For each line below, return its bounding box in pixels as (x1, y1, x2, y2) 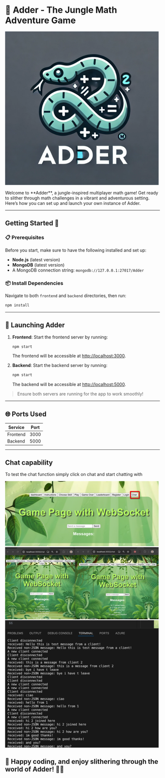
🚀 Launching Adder (5, 321, 65, 330)
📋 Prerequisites (5, 234, 44, 241)
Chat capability (5, 459, 53, 467)
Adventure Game (5, 15, 76, 26)
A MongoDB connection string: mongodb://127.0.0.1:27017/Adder (12, 267, 144, 273)
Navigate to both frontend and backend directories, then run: (5, 292, 127, 299)
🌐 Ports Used (5, 410, 47, 418)
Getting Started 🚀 (5, 219, 59, 227)
